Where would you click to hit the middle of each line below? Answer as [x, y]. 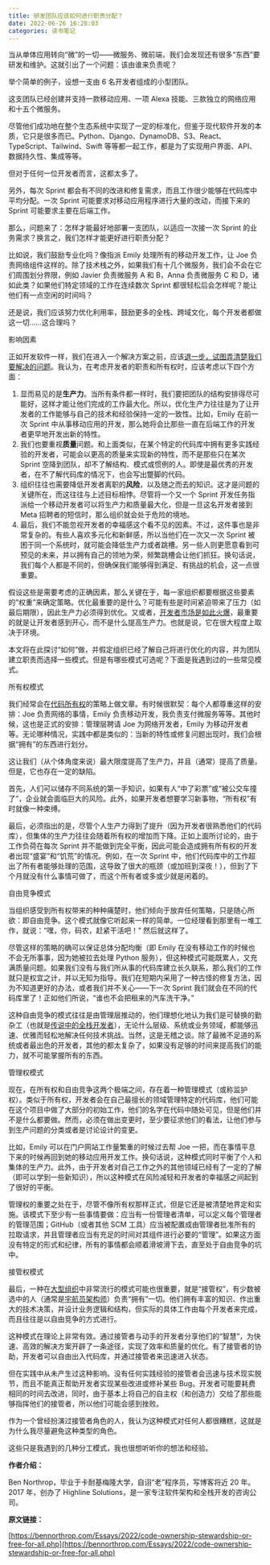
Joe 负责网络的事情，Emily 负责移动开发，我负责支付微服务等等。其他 [138, 714]
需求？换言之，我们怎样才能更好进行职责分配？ [92, 238]
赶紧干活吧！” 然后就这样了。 [144, 930]
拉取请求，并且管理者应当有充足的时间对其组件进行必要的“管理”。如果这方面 [135, 1235]
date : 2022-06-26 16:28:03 [53, 23]
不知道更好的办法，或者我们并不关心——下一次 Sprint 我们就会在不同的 [133, 988]
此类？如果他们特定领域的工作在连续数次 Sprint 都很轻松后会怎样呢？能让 [136, 285]
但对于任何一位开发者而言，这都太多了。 [75, 173]
